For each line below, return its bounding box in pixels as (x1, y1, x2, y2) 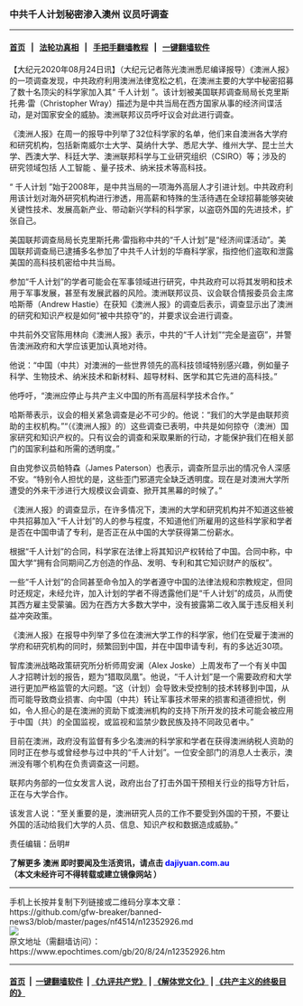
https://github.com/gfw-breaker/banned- (9, 906, 162, 918)
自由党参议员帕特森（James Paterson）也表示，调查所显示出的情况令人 (9, 462, 275, 473)
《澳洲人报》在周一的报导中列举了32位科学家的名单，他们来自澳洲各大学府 (9, 128, 289, 139)
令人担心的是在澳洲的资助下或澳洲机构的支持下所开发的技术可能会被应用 (24, 704, 294, 715)
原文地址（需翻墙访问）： (9, 936, 101, 946)
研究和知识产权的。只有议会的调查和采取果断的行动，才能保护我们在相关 (16, 432, 286, 442)
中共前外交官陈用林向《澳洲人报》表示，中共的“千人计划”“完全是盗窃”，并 (9, 329, 284, 340)
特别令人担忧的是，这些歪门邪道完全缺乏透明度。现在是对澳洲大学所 (36, 473, 290, 484)
